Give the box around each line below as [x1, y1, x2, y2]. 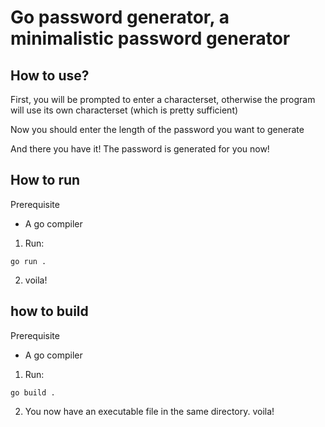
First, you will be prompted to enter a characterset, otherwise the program [10, 94, 316, 105]
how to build [10, 303, 89, 320]
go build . [10, 387, 56, 398]
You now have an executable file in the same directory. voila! [24, 405, 275, 417]
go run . [10, 256, 47, 266]
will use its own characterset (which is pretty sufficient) [10, 104, 239, 116]
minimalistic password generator [10, 27, 291, 50]
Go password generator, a [10, 6, 230, 29]
